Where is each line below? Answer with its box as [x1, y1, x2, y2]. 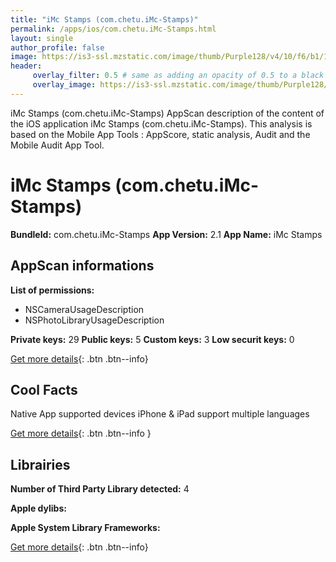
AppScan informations [10, 257, 155, 275]
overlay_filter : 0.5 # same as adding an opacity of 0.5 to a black [32, 71, 325, 81]
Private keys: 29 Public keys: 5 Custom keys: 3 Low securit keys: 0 [10, 333, 295, 345]
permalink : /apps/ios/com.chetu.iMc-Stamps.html [10, 24, 217, 34]
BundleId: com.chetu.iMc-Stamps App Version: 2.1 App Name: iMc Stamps [10, 228, 323, 240]
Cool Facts [10, 381, 78, 398]
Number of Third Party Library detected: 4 [10, 483, 190, 495]
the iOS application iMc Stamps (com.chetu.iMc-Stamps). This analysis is [10, 117, 313, 130]
